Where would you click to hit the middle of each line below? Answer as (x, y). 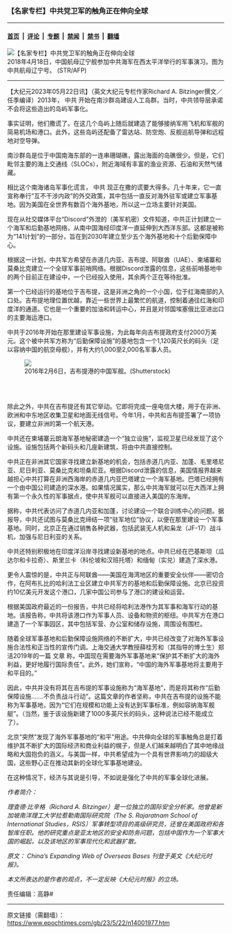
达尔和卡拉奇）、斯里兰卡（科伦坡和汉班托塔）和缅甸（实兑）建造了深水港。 (114, 560)
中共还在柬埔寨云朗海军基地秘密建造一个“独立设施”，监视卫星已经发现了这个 (115, 438)
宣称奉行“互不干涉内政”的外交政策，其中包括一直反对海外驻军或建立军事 (109, 195)
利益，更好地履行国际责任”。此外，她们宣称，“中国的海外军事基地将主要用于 (115, 664)
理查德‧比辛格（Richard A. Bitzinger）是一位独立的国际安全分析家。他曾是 (112, 806)
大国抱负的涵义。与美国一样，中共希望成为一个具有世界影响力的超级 (115, 754)
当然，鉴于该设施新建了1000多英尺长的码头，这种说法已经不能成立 (119, 713)
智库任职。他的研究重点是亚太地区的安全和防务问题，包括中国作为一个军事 (113, 833)
